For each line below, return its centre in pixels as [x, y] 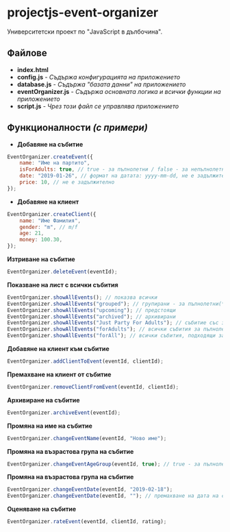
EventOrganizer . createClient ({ [52, 214]
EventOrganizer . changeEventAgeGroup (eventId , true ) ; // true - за [104, 464]
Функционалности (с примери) [78, 128]
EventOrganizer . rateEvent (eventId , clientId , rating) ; [87, 522]
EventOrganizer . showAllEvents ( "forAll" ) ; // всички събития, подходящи [111, 336]
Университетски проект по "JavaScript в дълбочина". [85, 32]
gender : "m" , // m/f [49, 227]
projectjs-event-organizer [83, 13]
